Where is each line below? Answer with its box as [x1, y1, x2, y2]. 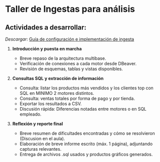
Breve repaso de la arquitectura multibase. [19, 55, 106, 61]
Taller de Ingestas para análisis [5, 3, 135, 15]
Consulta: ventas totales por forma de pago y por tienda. [19, 95, 135, 101]
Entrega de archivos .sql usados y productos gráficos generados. [19, 152, 153, 157]
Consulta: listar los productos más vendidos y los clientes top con [19, 85, 154, 91]
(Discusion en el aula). [19, 136, 65, 141]
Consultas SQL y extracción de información [12, 76, 104, 81]
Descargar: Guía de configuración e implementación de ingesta [5, 36, 134, 42]
